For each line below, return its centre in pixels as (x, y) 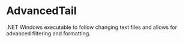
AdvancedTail (41, 11)
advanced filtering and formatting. (49, 33)
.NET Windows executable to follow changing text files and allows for (92, 27)
